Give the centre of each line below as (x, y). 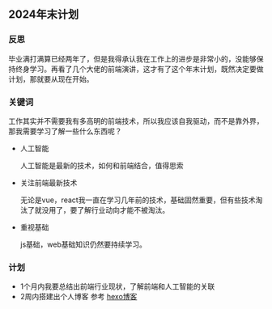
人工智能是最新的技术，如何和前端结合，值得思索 (102, 165)
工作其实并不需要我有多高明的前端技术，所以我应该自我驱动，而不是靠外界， (136, 121)
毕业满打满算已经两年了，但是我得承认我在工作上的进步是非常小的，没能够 (132, 58)
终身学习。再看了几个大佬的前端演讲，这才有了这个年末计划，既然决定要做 (139, 69)
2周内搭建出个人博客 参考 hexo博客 (79, 297)
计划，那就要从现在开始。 (51, 78)
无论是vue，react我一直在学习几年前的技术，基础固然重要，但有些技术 (138, 200)
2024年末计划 (44, 15)
